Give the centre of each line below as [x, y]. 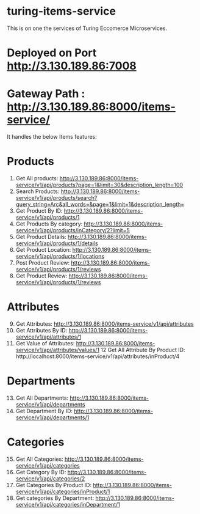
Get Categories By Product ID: [54, 485]
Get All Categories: [39, 459]
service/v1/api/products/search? [56, 198]
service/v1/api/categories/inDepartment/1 [68, 504]
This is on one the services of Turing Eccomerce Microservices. [87, 28]
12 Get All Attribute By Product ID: [143, 350]
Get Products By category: [49, 224]
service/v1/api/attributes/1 [48, 337]
